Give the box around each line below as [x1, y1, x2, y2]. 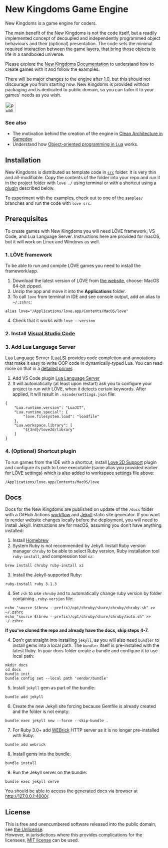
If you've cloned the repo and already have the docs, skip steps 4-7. [5, 627, 149, 633]
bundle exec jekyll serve [5, 779, 59, 784]
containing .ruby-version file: [12, 596, 74, 602]
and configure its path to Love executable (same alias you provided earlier [5, 464, 158, 470]
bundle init [5, 671, 30, 677]
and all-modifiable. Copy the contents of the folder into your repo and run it [5, 175, 160, 181]
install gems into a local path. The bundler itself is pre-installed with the [12, 642, 160, 648]
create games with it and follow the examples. [5, 66, 100, 72]
